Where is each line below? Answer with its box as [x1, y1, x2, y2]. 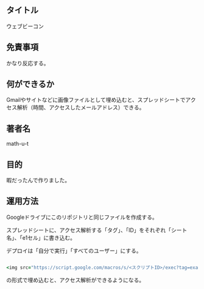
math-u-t [6, 140, 29, 148]
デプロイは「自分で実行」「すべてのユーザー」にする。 [6, 247, 142, 254]
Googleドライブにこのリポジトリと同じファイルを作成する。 [6, 213, 158, 221]
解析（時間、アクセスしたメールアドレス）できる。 [16, 104, 145, 111]
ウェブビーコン [6, 23, 44, 30]
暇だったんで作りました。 [6, 177, 71, 184]
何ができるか [6, 79, 55, 90]
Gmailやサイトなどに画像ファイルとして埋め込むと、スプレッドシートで [6, 96, 186, 104]
